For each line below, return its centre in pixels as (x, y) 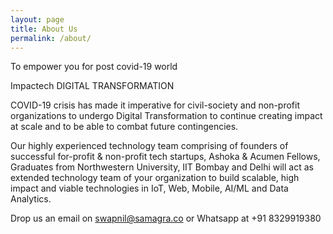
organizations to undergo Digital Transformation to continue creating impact (166, 116)
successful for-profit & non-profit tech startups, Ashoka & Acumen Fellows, (165, 157)
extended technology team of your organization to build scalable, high (155, 178)
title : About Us (44, 29)
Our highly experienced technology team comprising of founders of (149, 146)
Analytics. (31, 199)
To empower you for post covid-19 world (94, 67)
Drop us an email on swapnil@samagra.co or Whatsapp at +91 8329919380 (166, 218)
